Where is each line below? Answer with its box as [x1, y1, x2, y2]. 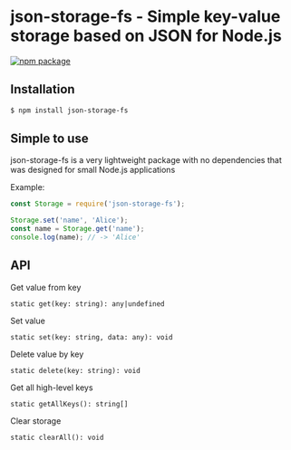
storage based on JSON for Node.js [10, 25, 282, 46]
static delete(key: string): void [10, 366, 141, 375]
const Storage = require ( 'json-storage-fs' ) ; [10, 199, 185, 209]
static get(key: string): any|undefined [10, 299, 166, 309]
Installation [10, 81, 75, 97]
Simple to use [10, 131, 89, 147]
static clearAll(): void [10, 433, 104, 442]
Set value [10, 315, 46, 326]
